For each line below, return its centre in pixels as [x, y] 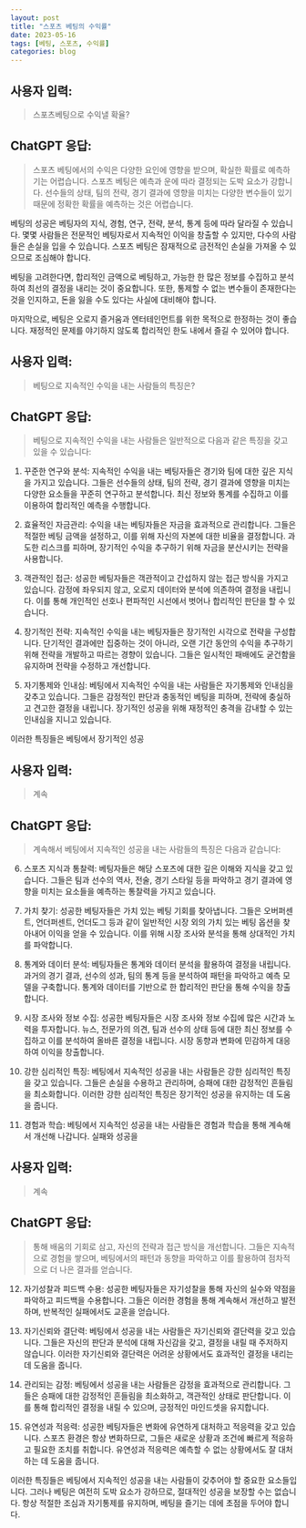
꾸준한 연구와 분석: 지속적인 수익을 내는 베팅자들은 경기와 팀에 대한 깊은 [150, 471]
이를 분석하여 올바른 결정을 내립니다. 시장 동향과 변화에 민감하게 [161, 1041]
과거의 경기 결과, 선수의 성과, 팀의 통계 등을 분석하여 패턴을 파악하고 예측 [152, 975]
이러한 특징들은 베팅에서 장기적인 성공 [77, 739]
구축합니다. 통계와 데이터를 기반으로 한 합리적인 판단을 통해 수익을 [157, 987]
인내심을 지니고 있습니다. [67, 720]
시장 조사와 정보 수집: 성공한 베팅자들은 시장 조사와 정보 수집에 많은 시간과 [154, 1018]
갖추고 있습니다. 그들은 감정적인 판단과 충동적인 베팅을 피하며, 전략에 [145, 697]
